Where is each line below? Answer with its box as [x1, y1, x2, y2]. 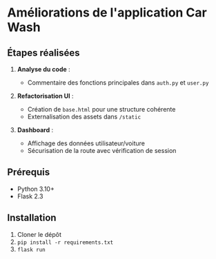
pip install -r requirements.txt [17, 239, 114, 246]
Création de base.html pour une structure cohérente [27, 105, 176, 113]
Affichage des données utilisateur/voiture [27, 139, 145, 147]
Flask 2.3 [17, 191, 43, 200]
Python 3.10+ [17, 185, 55, 193]
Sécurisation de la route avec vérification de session [27, 147, 177, 154]
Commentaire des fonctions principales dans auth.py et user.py [27, 79, 209, 87]
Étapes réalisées [7, 47, 81, 59]
